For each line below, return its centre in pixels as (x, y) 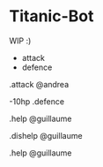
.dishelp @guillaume (46, 135)
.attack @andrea (39, 84)
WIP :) (20, 41)
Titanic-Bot (51, 16)
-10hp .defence (37, 101)
